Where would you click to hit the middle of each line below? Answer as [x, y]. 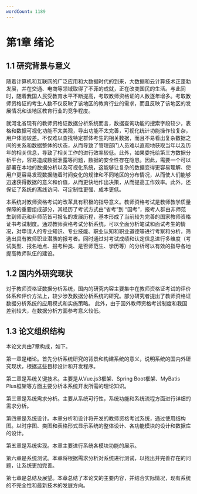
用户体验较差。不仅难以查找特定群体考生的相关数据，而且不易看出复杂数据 [96, 138]
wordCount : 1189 [26, 11]
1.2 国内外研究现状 [40, 274]
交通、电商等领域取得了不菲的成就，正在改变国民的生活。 [101, 88]
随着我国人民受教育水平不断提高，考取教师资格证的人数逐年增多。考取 [101, 96]
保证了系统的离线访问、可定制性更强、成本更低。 [65, 189]
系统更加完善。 [39, 466]
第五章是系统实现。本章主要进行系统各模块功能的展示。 [73, 446]
